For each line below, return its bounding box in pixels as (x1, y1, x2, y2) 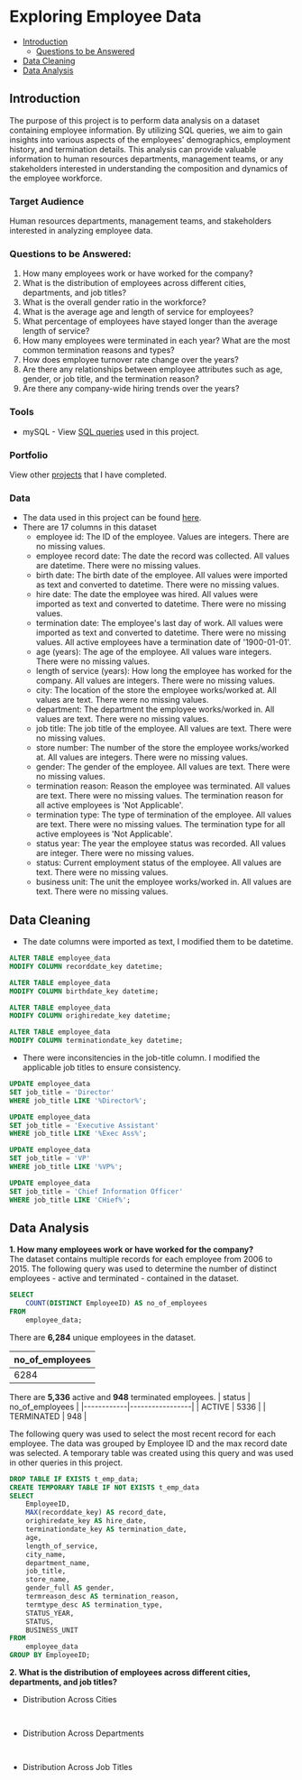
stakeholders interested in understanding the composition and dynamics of (9, 162, 288, 173)
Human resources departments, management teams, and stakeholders (9, 216, 272, 226)
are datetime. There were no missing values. (35, 560, 201, 571)
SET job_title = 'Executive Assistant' (9, 1121, 160, 1130)
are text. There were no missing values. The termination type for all (35, 819, 286, 830)
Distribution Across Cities (22, 1694, 117, 1705)
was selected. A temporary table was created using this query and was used (9, 1447, 294, 1458)
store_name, (25, 1575, 70, 1584)
